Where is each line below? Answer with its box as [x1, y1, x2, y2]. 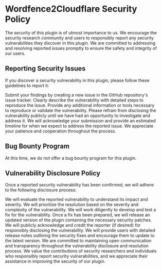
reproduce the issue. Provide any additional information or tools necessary [5, 102, 155, 108]
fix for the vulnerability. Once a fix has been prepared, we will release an [5, 212, 150, 218]
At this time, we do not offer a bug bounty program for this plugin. [5, 155, 137, 161]
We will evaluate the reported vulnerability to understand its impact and [5, 197, 148, 202]
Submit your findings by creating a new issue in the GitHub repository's [5, 92, 148, 98]
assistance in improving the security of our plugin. [5, 258, 106, 264]
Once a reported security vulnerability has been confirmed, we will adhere [5, 182, 154, 188]
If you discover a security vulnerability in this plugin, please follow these [5, 77, 150, 83]
